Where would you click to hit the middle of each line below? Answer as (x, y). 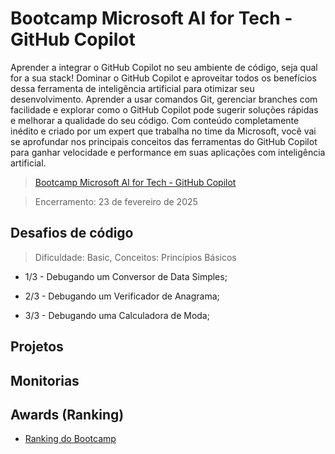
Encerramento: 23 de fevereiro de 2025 (116, 201)
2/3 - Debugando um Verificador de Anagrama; (122, 296)
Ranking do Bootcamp (70, 439)
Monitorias (45, 380)
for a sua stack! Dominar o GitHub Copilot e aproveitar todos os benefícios (163, 78)
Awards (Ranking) (67, 414)
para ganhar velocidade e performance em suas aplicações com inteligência (168, 152)
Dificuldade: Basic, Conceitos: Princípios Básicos (135, 257)
